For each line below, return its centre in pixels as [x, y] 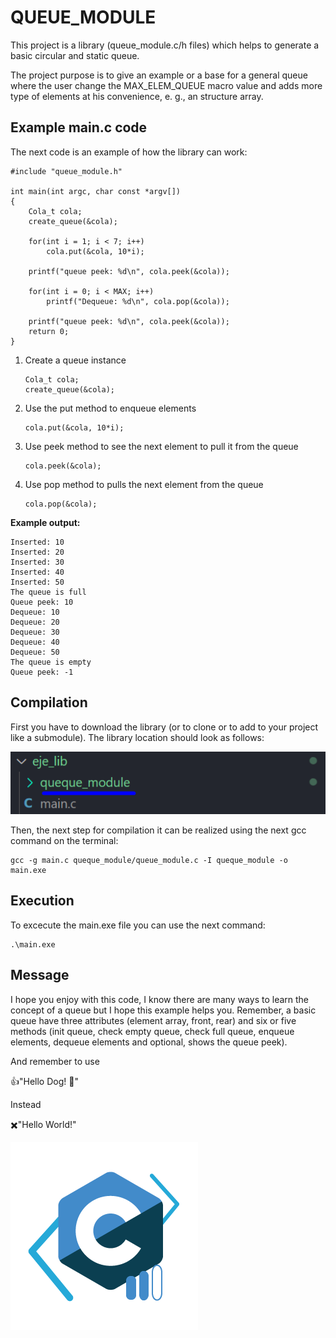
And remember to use [55, 1061]
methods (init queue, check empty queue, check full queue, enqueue [152, 1031]
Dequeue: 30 [35, 632]
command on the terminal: [64, 840]
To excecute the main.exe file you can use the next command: [138, 925]
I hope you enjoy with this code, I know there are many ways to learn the [160, 999]
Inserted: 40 [37, 572]
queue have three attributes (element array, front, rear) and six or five [153, 1020]
